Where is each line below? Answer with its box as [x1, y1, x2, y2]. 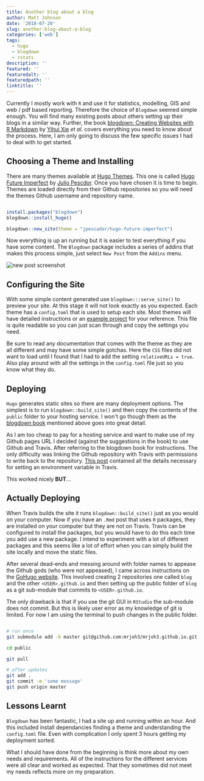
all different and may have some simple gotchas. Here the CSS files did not [6, 346, 192, 354]
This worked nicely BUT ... [6, 475, 71, 483]
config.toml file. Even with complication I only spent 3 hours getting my [6, 730, 187, 737]
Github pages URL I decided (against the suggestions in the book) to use [6, 438, 189, 445]
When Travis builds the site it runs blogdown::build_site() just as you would [6, 509, 199, 516]
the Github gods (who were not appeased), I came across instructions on [6, 566, 190, 574]
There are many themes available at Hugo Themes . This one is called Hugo [6, 172, 195, 180]
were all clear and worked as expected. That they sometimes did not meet [6, 761, 192, 769]
